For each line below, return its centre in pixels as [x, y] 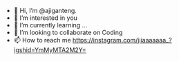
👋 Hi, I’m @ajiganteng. [45, 11]
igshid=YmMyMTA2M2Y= [50, 50]
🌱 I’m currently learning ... [50, 25]
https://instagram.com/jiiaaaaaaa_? [122, 40]
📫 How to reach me [42, 40]
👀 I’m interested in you [46, 18]
